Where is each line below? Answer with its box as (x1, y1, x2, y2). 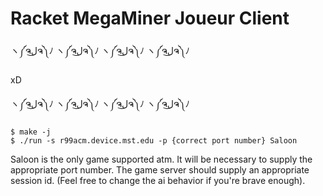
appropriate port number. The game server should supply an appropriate (10, 163, 310, 176)
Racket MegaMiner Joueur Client (10, 7, 290, 30)
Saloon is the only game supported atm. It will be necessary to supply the (10, 153, 313, 165)
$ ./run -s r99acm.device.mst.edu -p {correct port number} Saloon (10, 135, 298, 146)
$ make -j (10, 127, 52, 137)
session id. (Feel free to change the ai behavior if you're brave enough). (10, 174, 306, 186)
